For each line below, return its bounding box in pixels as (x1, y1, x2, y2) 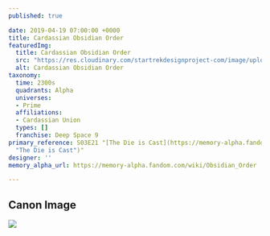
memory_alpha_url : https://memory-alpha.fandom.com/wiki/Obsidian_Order (8, 161, 257, 169)
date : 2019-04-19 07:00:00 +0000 (8, 26, 121, 35)
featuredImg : (8, 41, 52, 49)
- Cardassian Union (15, 116, 81, 125)
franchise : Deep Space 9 (15, 131, 99, 139)
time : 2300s (15, 78, 56, 87)
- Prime (15, 101, 42, 110)
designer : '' (8, 154, 52, 162)
